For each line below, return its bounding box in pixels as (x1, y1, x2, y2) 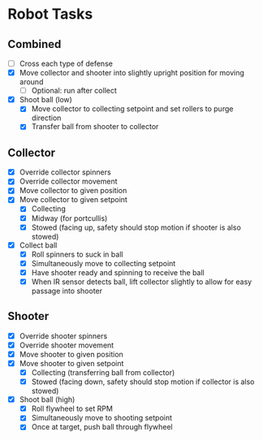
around (19, 77, 44, 87)
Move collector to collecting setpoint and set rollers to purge (31, 104, 234, 114)
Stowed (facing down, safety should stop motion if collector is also (31, 377, 255, 386)
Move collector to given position (19, 186, 127, 196)
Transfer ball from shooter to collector (31, 122, 159, 132)
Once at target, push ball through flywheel (31, 422, 173, 432)
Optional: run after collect (31, 86, 117, 96)
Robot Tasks (7, 5, 93, 24)
